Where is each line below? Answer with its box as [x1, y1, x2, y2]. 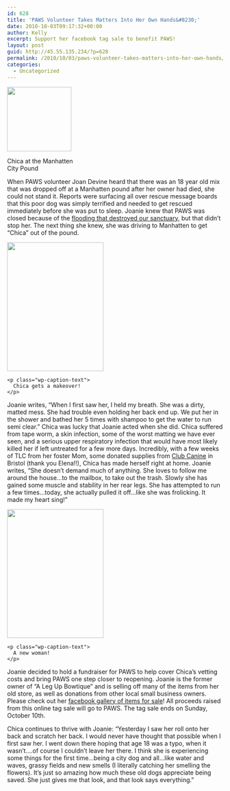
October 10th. [7, 711, 46, 720]
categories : [7, 61, 41, 68]
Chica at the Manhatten [7, 157, 73, 165]
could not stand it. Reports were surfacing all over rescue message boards [7, 192, 218, 200]
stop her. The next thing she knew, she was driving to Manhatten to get [7, 221, 207, 229]
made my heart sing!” [7, 495, 68, 503]
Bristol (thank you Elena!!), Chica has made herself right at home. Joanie [7, 459, 212, 467]
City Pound [7, 164, 39, 172]
